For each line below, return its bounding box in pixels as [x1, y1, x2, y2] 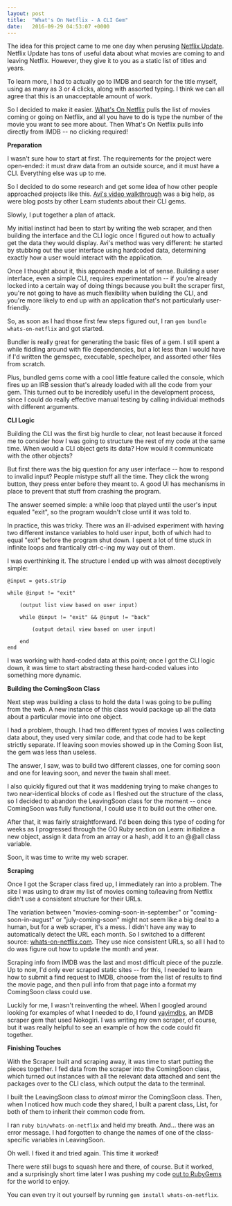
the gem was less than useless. [7, 748, 97, 757]
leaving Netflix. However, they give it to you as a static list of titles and [7, 57, 206, 65]
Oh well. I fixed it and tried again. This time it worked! [7, 1149, 159, 1158]
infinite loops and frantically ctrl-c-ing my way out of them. [7, 543, 175, 552]
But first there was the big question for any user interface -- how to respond [7, 465, 224, 474]
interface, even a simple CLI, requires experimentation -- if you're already [7, 274, 217, 282]
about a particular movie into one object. [7, 712, 123, 721]
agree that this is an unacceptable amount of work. [7, 92, 152, 100]
